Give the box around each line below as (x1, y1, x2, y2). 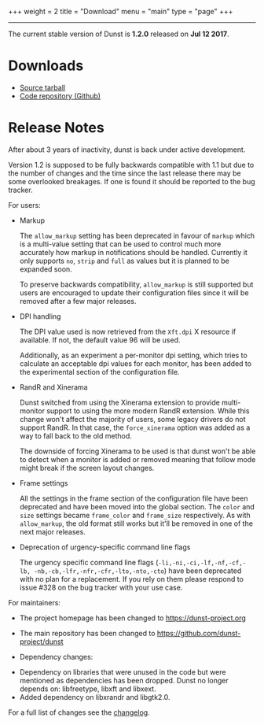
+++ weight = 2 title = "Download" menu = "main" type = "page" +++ (8, 7, 233, 16)
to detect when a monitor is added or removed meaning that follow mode (19, 454, 256, 464)
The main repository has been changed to (19, 628, 156, 638)
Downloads (8, 57, 84, 75)
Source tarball (19, 83, 65, 92)
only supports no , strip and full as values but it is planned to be (19, 256, 230, 265)
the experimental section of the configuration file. (19, 367, 180, 376)
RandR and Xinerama (19, 382, 88, 392)
